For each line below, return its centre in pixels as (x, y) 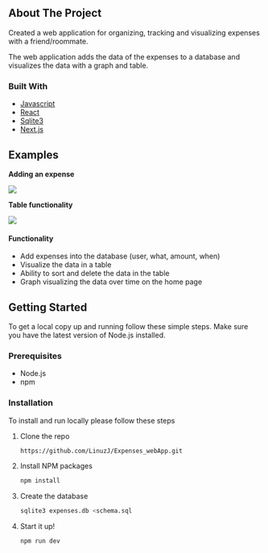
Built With (28, 86)
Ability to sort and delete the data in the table (95, 274)
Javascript (37, 104)
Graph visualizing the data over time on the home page (111, 282)
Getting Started (48, 307)
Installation (31, 403)
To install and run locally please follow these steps (92, 420)
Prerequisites (35, 356)
